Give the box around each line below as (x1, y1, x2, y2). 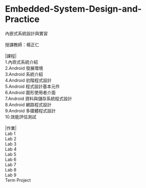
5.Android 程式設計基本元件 (5, 83, 60, 89)
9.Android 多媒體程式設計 (5, 108, 56, 113)
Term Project (5, 177, 31, 183)
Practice (5, 14, 40, 25)
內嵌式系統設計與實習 (5, 30, 48, 36)
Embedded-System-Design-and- (5, 3, 142, 15)
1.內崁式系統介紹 (5, 59, 38, 65)
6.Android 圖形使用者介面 (5, 89, 56, 95)
